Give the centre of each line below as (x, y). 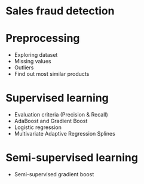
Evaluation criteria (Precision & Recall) (61, 115)
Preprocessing (43, 39)
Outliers (24, 68)
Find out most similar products (52, 74)
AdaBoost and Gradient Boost (51, 121)
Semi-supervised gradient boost (54, 174)
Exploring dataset (36, 55)
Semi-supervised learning (72, 158)
